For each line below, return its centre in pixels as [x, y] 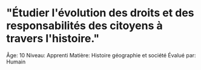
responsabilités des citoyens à [85, 26]
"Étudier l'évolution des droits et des [100, 13]
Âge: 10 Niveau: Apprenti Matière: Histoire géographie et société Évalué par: [101, 55]
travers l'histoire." [53, 39]
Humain [16, 62]
